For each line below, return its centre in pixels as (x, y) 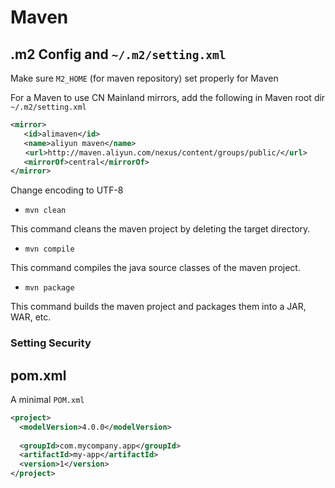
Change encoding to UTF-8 (67, 190)
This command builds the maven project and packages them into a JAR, (158, 307)
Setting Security (51, 343)
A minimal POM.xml (47, 399)
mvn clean (45, 211)
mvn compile (49, 249)
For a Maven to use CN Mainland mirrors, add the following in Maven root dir (168, 97)
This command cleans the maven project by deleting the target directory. (160, 229)
